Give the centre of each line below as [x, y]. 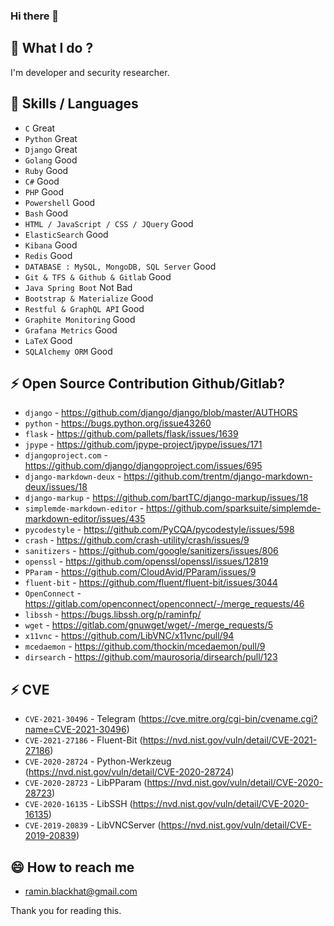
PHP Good [44, 191]
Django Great [51, 149]
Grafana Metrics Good [71, 330]
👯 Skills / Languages [74, 104]
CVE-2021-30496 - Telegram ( [83, 719]
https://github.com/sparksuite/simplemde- [234, 508]
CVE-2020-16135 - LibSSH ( [78, 804]
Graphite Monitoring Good [80, 319]
